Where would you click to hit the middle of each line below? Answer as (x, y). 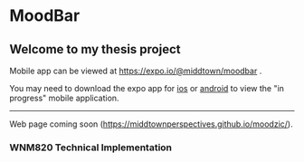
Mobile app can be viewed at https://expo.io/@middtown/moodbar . (136, 71)
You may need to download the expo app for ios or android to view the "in (147, 88)
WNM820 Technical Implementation (91, 148)
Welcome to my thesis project (95, 49)
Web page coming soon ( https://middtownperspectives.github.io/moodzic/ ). (151, 124)
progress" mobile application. (64, 98)
